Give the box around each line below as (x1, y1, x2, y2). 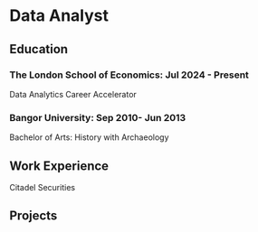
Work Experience (9, 158, 110, 173)
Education (9, 42, 69, 57)
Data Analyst (9, 5, 110, 26)
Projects (9, 209, 58, 224)
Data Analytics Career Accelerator (9, 88, 138, 99)
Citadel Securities (9, 181, 75, 192)
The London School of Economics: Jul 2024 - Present (9, 69, 249, 81)
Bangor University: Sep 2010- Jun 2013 (9, 111, 186, 124)
